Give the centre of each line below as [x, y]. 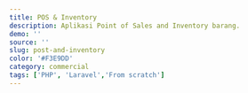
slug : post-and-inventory [57, 50]
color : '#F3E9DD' [41, 58]
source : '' [29, 42]
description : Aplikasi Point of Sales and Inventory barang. [125, 26]
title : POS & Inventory [53, 17]
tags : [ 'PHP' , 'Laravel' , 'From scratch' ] [87, 75]
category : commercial [49, 67]
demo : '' [25, 34]
